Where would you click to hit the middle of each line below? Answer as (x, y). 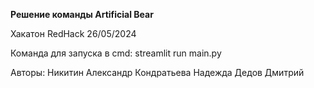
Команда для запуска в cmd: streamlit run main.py (116, 53)
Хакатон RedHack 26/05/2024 (73, 33)
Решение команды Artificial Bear (82, 14)
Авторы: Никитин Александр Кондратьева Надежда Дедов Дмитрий (157, 72)
